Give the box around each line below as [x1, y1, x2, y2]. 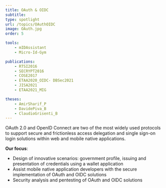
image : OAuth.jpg [5, 26, 42, 32]
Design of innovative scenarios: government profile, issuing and [12, 155, 146, 162]
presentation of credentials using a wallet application [12, 161, 123, 167]
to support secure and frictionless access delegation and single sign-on [5, 130, 156, 137]
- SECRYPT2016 [14, 68, 44, 74]
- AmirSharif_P [14, 101, 47, 106]
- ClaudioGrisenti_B [14, 111, 58, 116]
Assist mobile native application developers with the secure [12, 166, 137, 172]
